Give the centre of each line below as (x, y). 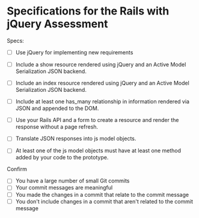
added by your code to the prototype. (62, 158)
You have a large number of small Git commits (72, 181)
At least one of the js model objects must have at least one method (98, 151)
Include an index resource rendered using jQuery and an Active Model (103, 83)
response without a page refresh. (57, 127)
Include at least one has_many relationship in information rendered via (103, 101)
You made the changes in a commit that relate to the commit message (102, 194)
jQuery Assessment (57, 24)
